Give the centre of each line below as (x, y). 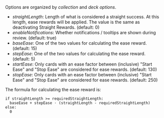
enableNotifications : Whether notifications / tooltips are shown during (84, 32)
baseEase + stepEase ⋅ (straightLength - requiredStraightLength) (80, 103)
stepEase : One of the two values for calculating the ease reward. (79, 54)
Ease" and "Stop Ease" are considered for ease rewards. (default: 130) (84, 69)
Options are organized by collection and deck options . (61, 7)
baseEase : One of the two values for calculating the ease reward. (80, 43)
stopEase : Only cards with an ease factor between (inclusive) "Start (82, 75)
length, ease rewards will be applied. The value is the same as (76, 22)
